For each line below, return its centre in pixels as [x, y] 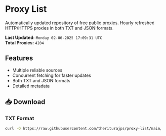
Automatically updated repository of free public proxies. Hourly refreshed [80, 23]
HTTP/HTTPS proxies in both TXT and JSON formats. [59, 28]
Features [19, 58]
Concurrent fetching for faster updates [52, 75]
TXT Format [20, 118]
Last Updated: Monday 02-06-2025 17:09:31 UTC [54, 37]
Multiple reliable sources [37, 70]
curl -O [13, 129]
